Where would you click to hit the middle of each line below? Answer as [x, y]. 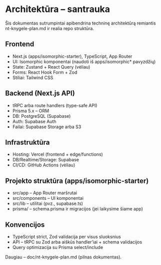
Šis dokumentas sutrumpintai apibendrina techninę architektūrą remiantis [80, 23]
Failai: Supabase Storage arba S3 [47, 127]
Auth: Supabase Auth [34, 121]
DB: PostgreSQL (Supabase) [41, 116]
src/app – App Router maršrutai [45, 193]
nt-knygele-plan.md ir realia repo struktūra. [49, 28]
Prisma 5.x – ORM [30, 111]
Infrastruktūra [27, 142]
